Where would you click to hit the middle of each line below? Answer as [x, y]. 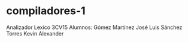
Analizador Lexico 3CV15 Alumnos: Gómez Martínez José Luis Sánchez [94, 27]
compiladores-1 [46, 11]
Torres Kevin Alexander [35, 33]
